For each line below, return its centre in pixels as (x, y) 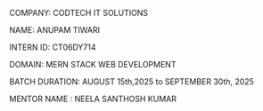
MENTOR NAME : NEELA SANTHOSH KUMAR (93, 99)
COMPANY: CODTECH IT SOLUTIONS (79, 13)
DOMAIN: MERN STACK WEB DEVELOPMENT (93, 64)
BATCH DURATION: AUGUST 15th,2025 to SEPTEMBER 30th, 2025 (131, 82)
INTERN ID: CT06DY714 (53, 47)
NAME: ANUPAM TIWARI (55, 30)
